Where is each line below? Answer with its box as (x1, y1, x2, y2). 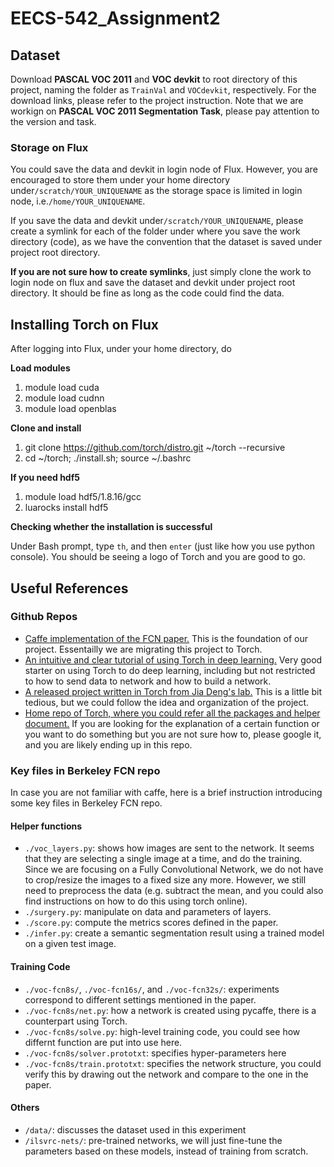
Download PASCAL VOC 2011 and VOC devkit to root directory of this (10, 73, 298, 85)
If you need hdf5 (10, 472, 80, 484)
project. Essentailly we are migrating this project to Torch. (24, 643, 263, 655)
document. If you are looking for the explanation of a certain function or (24, 717, 320, 729)
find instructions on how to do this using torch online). (24, 895, 248, 907)
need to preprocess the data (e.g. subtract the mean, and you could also (24, 885, 324, 897)
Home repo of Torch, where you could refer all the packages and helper (24, 707, 321, 719)
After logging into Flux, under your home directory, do (10, 343, 232, 355)
